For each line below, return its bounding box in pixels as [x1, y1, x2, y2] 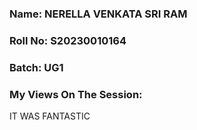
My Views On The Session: [9, 87, 143, 101]
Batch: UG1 [9, 60, 64, 74]
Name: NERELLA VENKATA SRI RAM [9, 7, 188, 21]
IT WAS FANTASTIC [9, 110, 91, 122]
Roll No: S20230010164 [9, 33, 127, 47]
